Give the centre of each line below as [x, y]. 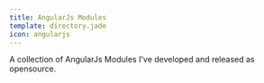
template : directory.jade [58, 26]
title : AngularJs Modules [58, 17]
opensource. [33, 69]
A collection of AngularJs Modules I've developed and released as [132, 60]
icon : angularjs [40, 34]
